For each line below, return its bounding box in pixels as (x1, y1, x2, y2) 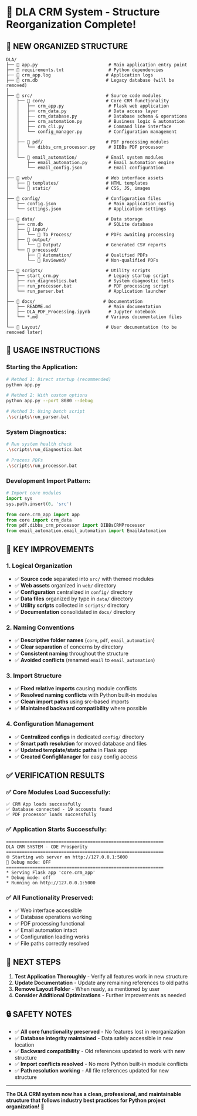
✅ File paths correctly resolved (14, 940, 90, 947)
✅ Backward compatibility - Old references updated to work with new (14, 1047, 185, 1054)
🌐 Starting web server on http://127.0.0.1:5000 (6, 854, 128, 860)
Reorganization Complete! (6, 18, 137, 31)
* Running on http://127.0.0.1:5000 (6, 880, 96, 886)
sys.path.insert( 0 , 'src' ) (6, 501, 72, 507)
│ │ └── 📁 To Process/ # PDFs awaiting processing (6, 232, 175, 238)
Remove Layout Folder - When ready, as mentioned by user (14, 985, 160, 993)
